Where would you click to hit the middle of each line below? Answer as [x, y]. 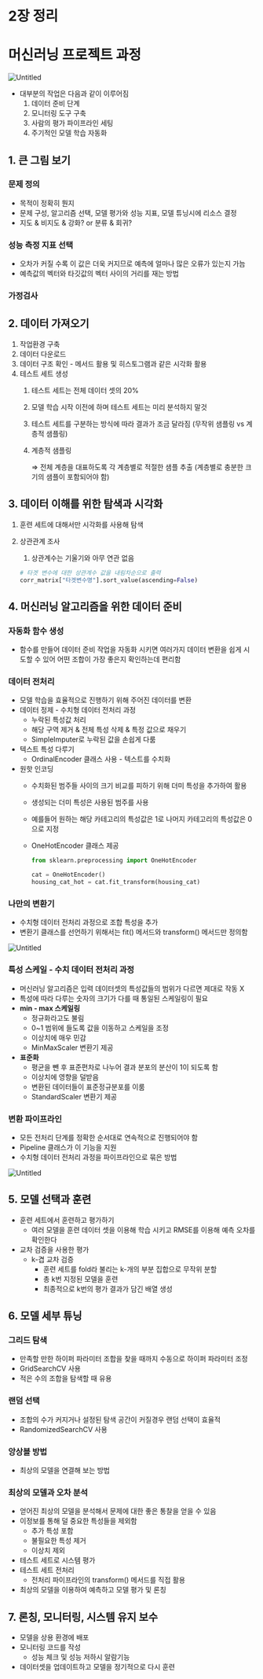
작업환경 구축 [40, 344]
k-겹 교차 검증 [53, 1259]
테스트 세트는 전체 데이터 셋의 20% [85, 390]
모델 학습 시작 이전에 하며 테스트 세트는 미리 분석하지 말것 [119, 407]
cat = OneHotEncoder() [68, 875]
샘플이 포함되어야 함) [78, 477]
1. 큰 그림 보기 [39, 160]
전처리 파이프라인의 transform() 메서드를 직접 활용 [108, 1580]
